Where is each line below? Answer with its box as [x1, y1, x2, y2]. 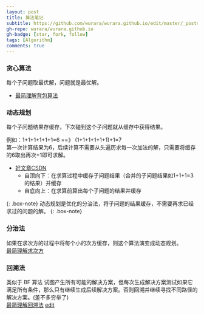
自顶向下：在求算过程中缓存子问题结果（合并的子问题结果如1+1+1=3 [24, 172, 194, 179]
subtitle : [6, 20, 32, 26]
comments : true [6, 43, 45, 49]
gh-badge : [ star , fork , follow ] [6, 32, 88, 38]
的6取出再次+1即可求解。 [6, 151, 69, 159]
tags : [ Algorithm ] [6, 37, 53, 43]
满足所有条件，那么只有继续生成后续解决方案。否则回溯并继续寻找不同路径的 [6, 286, 198, 293]
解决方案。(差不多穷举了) [6, 294, 69, 301]
